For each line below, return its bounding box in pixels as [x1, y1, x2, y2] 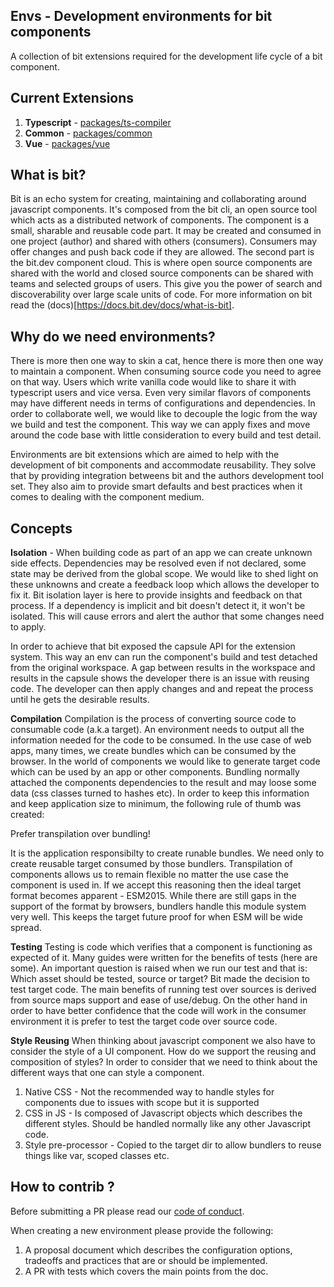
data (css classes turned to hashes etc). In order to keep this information [10, 787, 310, 799]
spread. [10, 922, 42, 934]
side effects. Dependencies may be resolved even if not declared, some [10, 557, 307, 569]
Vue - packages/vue [24, 137, 111, 149]
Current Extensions [10, 90, 135, 107]
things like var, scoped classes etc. [24, 1150, 170, 1162]
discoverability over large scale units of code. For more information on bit [10, 289, 313, 301]
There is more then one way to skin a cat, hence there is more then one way [10, 355, 324, 367]
